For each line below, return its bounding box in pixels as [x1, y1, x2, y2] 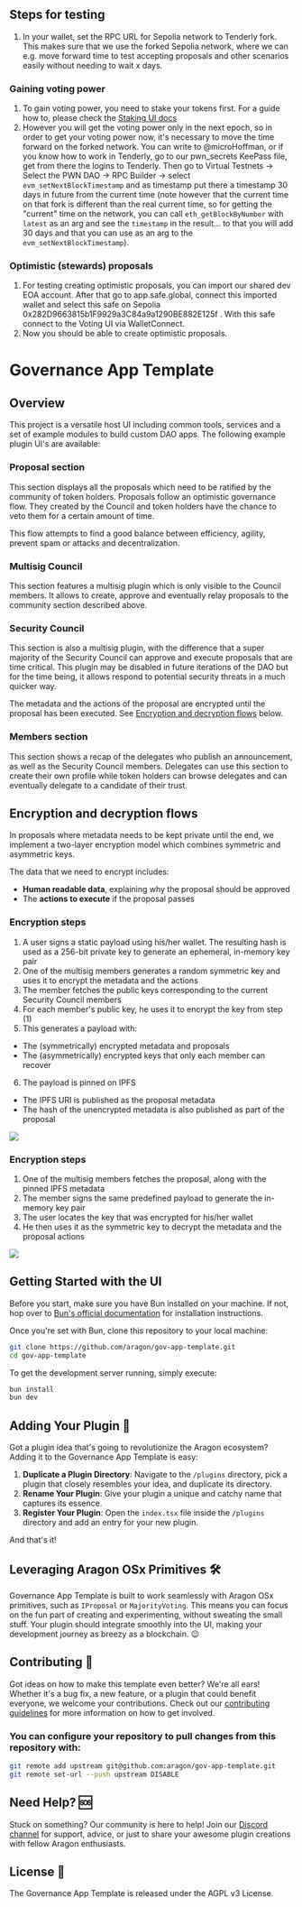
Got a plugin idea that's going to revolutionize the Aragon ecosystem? [9, 1442, 269, 1453]
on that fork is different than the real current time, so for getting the [22, 198, 272, 210]
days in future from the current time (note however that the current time [22, 189, 289, 200]
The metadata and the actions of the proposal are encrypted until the [9, 698, 266, 709]
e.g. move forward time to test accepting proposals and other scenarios [22, 50, 289, 61]
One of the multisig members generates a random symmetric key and [22, 965, 281, 976]
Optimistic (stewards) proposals [9, 260, 153, 272]
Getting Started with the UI [9, 1274, 162, 1289]
